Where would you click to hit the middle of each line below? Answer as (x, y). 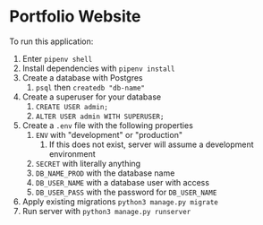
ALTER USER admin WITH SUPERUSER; (100, 117)
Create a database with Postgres (82, 77)
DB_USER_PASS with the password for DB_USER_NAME (126, 192)
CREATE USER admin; (72, 107)
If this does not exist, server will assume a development (151, 144)
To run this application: (51, 41)
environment (72, 153)
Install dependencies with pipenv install (98, 68)
